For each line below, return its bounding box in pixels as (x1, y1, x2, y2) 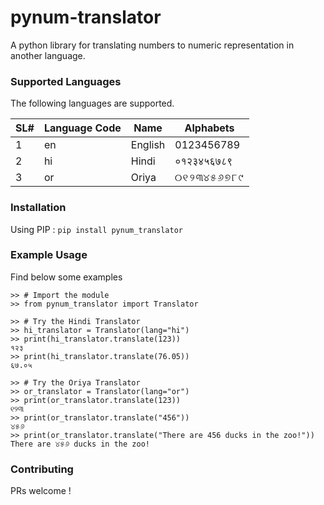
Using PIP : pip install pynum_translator (10, 223, 183, 235)
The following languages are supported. (10, 97, 175, 110)
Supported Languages (10, 74, 122, 88)
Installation (10, 201, 67, 215)
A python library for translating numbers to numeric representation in (10, 39, 295, 51)
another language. (10, 49, 86, 61)
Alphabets (184, 121, 235, 135)
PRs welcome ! (10, 485, 72, 497)
